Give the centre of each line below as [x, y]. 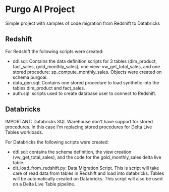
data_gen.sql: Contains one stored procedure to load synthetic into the [86, 82]
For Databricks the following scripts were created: [57, 142]
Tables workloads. [24, 132]
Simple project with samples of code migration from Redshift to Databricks [83, 23]
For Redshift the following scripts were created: [54, 51]
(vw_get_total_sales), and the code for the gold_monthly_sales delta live [87, 157]
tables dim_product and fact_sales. [49, 88]
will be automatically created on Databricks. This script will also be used [88, 178]
